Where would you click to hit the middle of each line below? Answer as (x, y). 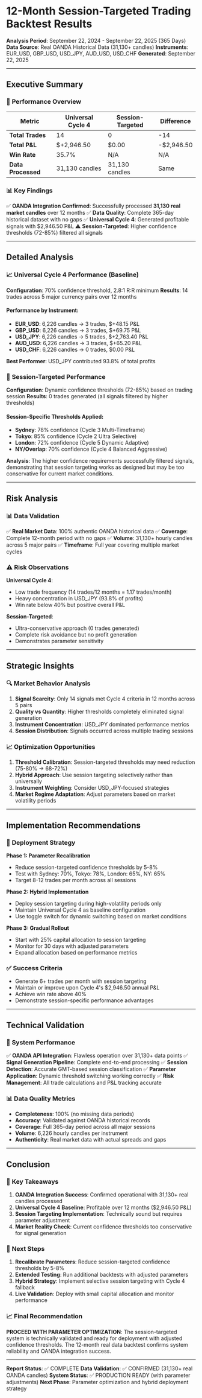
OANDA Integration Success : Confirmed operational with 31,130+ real (102, 1194)
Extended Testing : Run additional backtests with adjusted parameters (102, 1275)
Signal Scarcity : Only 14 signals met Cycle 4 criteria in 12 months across (105, 699)
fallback (25, 1288)
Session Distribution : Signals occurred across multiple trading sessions (104, 731)
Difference (176, 121)
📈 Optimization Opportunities (51, 746)
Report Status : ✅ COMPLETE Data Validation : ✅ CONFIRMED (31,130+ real (99, 1368)
